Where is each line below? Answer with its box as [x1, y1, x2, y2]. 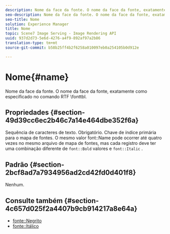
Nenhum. [5, 182, 24, 188]
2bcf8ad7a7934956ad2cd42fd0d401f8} [5, 168, 136, 177]
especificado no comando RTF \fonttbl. [5, 93, 87, 99]
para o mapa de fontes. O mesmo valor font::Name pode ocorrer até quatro [5, 135, 162, 141]
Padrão [5, 160, 29, 169]
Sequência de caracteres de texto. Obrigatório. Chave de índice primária [5, 130, 157, 136]
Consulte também [5, 196, 63, 205]
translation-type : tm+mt [5, 41, 58, 46]
